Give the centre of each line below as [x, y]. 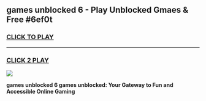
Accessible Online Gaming [41, 91]
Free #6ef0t [30, 20]
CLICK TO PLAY [30, 37]
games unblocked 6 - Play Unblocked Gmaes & [97, 10]
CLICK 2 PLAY [28, 60]
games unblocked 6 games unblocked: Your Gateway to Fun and [90, 84]
